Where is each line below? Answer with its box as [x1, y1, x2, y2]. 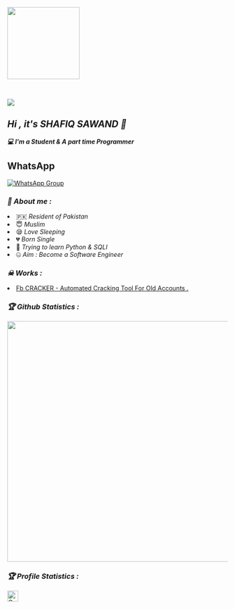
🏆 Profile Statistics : [7, 571, 79, 581]
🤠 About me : [7, 196, 52, 206]
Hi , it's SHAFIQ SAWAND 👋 [7, 118, 127, 130]
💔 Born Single [16, 234, 55, 243]
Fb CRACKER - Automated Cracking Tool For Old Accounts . [16, 284, 189, 293]
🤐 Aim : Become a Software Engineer [16, 250, 124, 258]
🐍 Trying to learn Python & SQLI [16, 242, 108, 251]
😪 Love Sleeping [16, 227, 65, 236]
